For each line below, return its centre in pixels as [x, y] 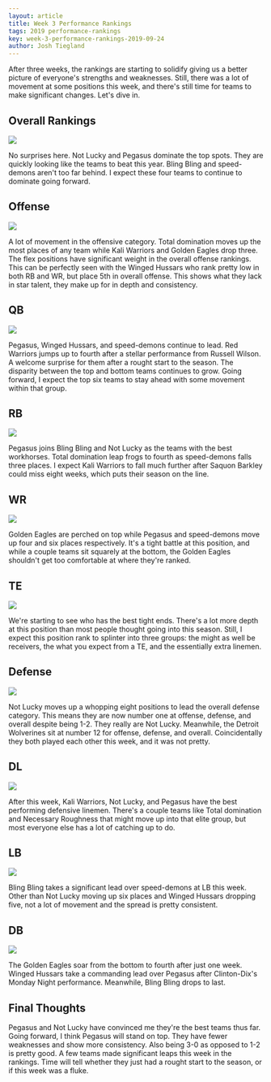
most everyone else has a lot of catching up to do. [92, 827]
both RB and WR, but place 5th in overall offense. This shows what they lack [135, 276]
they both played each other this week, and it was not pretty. [109, 741]
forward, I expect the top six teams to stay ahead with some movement [127, 379]
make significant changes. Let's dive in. [74, 95]
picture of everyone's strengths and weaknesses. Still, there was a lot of [129, 78]
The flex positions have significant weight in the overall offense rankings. [130, 259]
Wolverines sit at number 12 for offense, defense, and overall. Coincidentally [135, 732]
